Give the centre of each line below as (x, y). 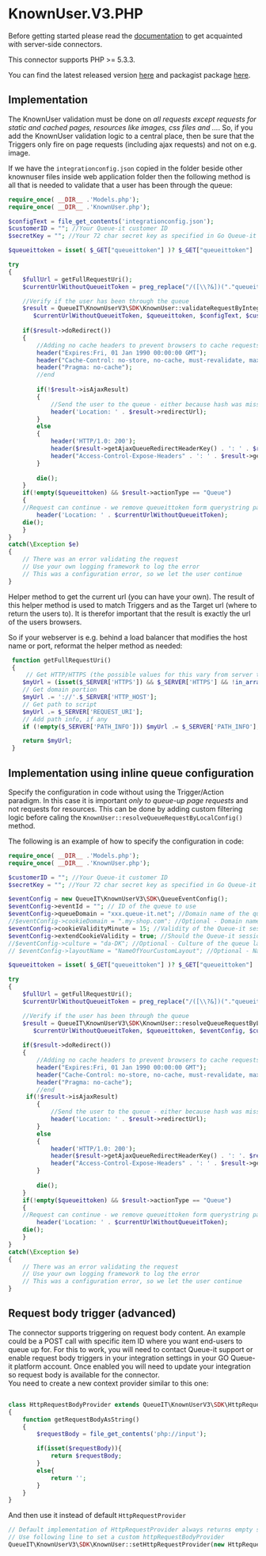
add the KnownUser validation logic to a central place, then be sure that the (131, 136)
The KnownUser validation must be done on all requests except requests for (133, 119)
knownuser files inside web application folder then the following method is (129, 176)
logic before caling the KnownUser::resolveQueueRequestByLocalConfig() (125, 817)
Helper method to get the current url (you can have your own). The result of (131, 597)
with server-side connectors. (55, 44)
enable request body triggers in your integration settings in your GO (119, 1358)
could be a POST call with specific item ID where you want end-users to (125, 1341)
